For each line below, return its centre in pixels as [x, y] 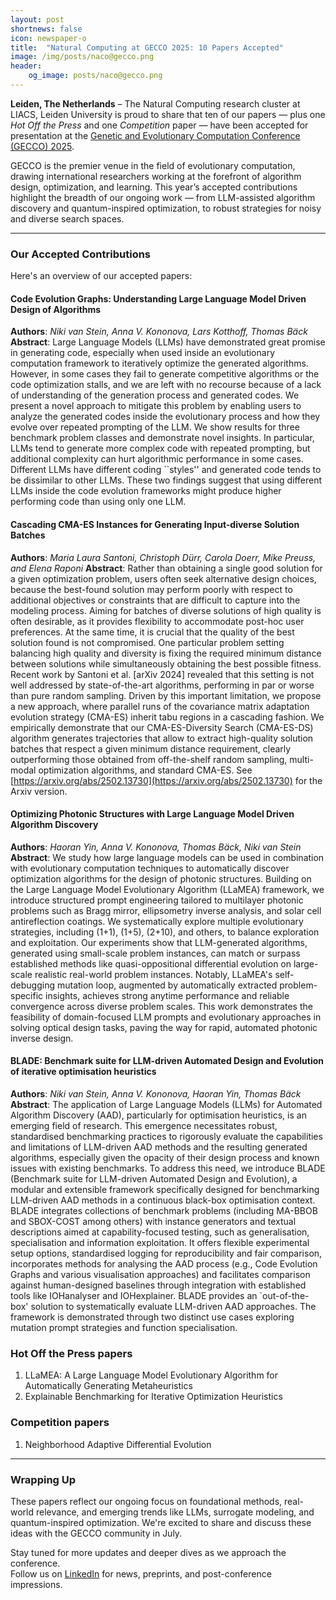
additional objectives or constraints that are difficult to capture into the [155, 600]
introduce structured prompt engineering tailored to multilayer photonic [157, 900]
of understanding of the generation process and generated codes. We [155, 395]
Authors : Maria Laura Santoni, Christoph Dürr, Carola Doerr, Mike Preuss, [163, 557]
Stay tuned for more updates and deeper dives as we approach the [148, 1552]
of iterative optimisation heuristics [83, 1072]
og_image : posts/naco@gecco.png [95, 76]
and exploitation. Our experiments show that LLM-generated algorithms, [159, 942]
